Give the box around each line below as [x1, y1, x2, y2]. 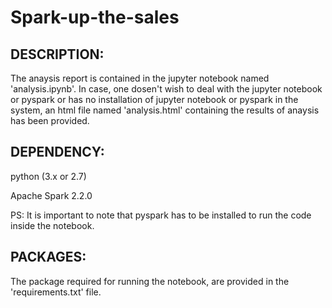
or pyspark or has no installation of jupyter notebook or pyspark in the [10, 94, 299, 105]
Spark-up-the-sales [10, 6, 180, 29]
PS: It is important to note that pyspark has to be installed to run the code [10, 209, 312, 221]
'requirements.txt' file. [10, 286, 102, 298]
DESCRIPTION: [10, 46, 105, 63]
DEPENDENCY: [10, 144, 105, 161]
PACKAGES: [10, 249, 87, 266]
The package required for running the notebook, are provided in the [10, 275, 290, 287]
